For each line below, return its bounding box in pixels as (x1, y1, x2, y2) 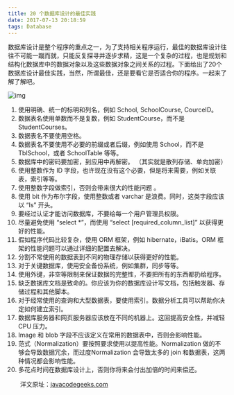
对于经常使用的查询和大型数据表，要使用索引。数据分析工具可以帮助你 (17, 296, 219, 305)
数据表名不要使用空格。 (17, 132, 85, 140)
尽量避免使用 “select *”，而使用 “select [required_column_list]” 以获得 (17, 218, 218, 227)
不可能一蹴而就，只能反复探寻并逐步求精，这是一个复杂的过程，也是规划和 (13, 51, 227, 60)
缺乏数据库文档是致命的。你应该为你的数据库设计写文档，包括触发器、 (17, 279, 219, 288)
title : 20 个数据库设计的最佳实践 (8, 10, 97, 17)
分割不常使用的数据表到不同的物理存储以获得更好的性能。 (17, 253, 183, 261)
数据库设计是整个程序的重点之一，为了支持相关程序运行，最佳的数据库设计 (8, 43, 221, 51)
